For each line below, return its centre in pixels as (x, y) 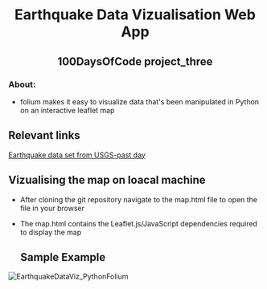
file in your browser (52, 208)
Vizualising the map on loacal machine (107, 180)
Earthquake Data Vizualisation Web (135, 15)
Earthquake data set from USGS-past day (77, 155)
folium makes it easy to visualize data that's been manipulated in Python (140, 101)
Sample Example (63, 257)
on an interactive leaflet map (67, 110)
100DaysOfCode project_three (135, 61)
